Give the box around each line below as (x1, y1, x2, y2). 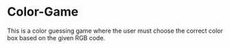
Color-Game (7, 4, 79, 20)
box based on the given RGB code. (7, 33, 106, 42)
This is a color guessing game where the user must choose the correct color (7, 27, 223, 35)
